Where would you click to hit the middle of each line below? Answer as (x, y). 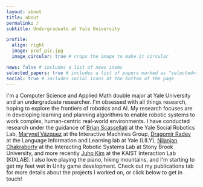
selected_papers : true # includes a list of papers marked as (86, 73)
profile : (17, 40)
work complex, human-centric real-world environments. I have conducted (98, 121)
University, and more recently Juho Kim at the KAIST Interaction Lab (91, 153)
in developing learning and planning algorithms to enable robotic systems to (101, 115)
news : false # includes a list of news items (64, 67)
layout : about (24, 12)
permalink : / (23, 23)
